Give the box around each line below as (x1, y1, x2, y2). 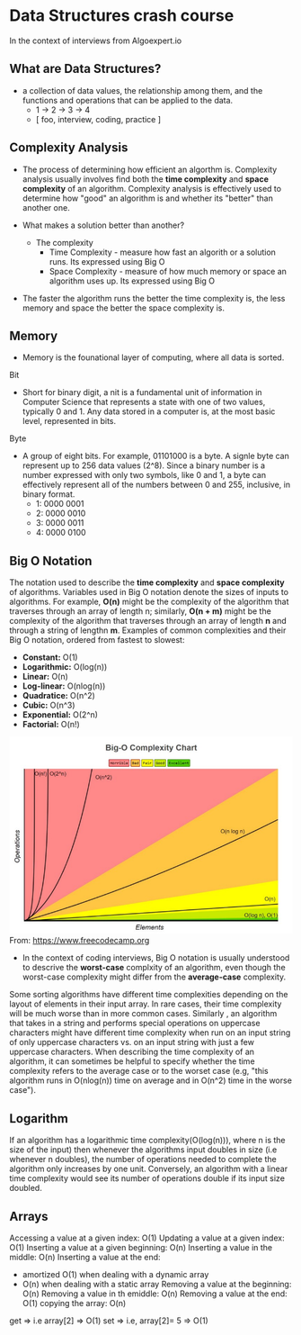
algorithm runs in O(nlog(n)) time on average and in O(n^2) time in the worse (9, 1075, 292, 1086)
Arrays (9, 1208, 49, 1224)
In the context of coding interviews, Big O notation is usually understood (22, 952, 290, 963)
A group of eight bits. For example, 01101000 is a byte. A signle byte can (22, 451, 289, 462)
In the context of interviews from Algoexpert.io (9, 35, 182, 46)
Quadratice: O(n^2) (22, 690, 96, 701)
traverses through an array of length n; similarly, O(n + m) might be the (9, 606, 271, 617)
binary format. (22, 489, 75, 500)
